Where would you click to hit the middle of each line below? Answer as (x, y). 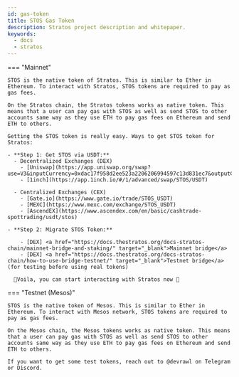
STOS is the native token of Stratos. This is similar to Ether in (110, 80)
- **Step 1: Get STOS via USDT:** (59, 155)
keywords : (22, 34)
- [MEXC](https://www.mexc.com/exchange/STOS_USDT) (98, 205)
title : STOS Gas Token (41, 21)
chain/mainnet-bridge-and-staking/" (62, 248)
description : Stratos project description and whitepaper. (97, 27)
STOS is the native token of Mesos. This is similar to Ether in (106, 306)
